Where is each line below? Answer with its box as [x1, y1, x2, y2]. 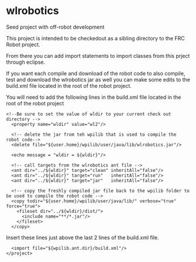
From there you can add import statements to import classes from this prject [6, 52, 190, 59]
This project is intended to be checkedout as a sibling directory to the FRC [6, 35, 185, 42]
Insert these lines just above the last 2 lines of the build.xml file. [6, 234, 159, 241]
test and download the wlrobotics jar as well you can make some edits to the [6, 76, 190, 83]
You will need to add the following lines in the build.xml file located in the [6, 94, 181, 101]
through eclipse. [6, 58, 46, 65]
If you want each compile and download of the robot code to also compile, [6, 70, 185, 77]
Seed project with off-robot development [6, 23, 105, 30]
